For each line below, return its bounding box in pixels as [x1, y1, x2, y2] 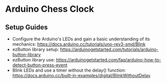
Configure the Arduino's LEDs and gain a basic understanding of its [12, 36, 150, 42]
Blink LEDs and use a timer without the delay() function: [12, 67, 126, 73]
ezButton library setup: [12, 47, 59, 52]
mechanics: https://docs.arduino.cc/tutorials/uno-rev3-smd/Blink [12, 41, 146, 47]
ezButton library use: [12, 57, 55, 62]
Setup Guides [5, 23, 48, 31]
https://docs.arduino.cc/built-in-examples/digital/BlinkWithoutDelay [12, 73, 151, 78]
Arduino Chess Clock [5, 3, 94, 15]
